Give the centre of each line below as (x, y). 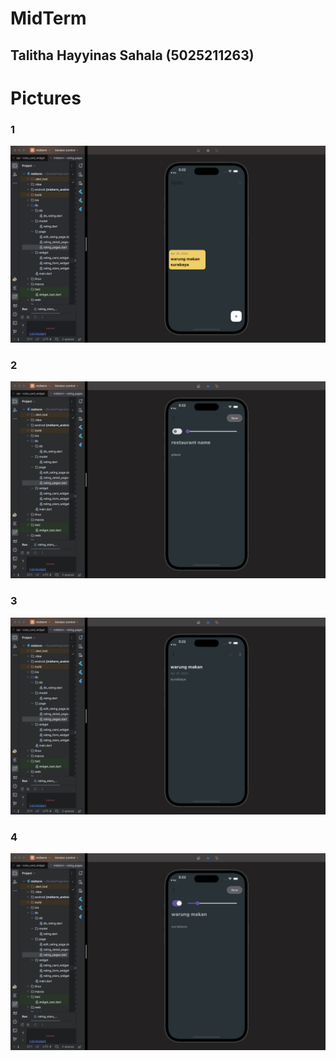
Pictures (46, 98)
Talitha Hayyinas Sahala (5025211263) (132, 55)
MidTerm (48, 18)
